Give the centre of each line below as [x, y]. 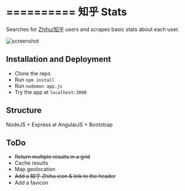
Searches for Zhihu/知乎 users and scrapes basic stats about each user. [93, 29]
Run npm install [35, 79]
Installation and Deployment [59, 59]
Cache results [31, 163]
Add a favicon [31, 183]
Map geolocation [35, 169]
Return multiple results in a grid [52, 157]
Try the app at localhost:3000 [50, 92]
